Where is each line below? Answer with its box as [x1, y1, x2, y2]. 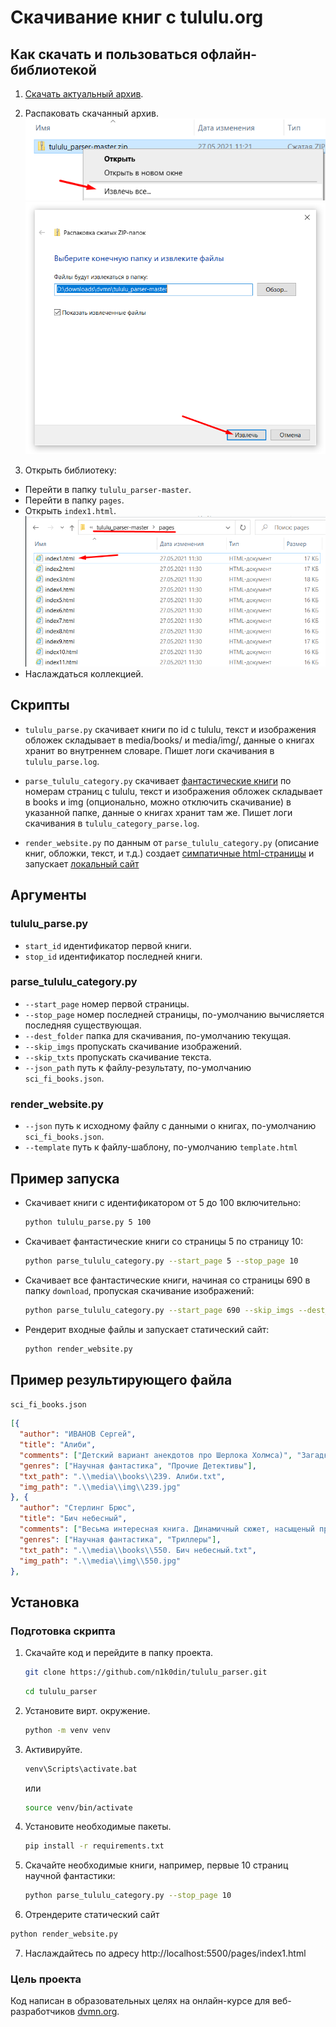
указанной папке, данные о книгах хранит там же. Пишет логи [24, 806, 293, 818]
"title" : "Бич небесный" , [19, 1514, 128, 1524]
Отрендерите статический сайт [24, 1909, 160, 1921]
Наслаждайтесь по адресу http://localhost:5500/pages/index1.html [24, 1947, 307, 1960]
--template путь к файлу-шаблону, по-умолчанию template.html [24, 1141, 298, 1153]
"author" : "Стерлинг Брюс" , [19, 1503, 137, 1513]
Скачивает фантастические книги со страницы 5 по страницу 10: [24, 1235, 304, 1247]
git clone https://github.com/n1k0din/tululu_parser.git [24, 1667, 268, 1678]
